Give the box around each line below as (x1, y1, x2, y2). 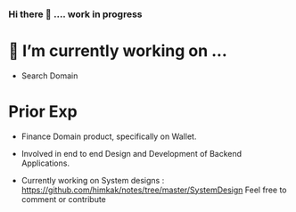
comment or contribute (21, 193, 106, 204)
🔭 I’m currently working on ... (8, 41, 228, 61)
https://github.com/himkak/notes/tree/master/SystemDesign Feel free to (21, 184, 287, 195)
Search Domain (21, 70, 78, 81)
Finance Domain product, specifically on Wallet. (21, 131, 197, 142)
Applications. (21, 158, 70, 168)
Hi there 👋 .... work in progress (8, 8, 143, 20)
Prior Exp (8, 102, 78, 122)
